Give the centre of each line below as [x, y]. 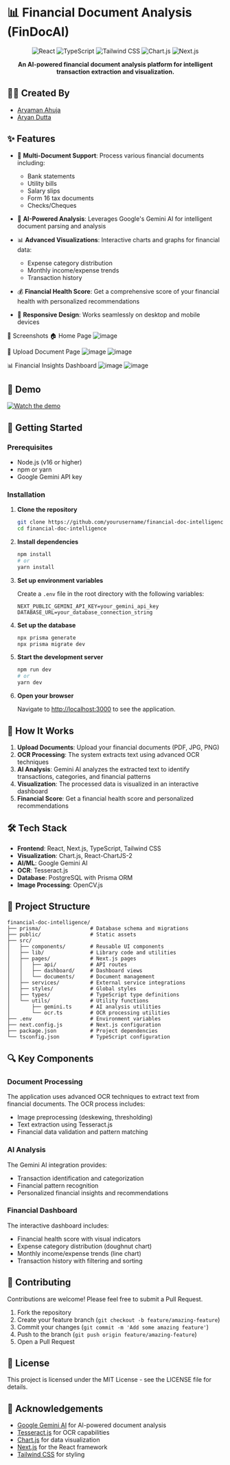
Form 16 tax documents [60, 198]
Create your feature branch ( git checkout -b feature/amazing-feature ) [118, 1319]
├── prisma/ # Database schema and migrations [98, 928]
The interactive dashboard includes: [58, 1226]
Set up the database [46, 625]
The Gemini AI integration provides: [57, 1165]
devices [28, 322]
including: [31, 162]
